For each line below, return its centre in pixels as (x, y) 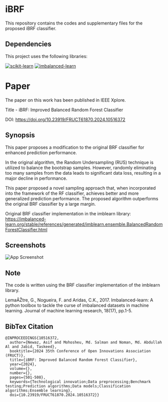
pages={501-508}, (28, 377)
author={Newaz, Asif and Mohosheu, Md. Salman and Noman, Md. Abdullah (86, 342)
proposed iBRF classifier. (31, 28)
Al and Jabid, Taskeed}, (31, 346)
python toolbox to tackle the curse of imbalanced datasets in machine (77, 305)
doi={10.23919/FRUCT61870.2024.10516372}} (54, 395)
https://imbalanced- (26, 219)
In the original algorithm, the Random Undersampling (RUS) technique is (79, 162)
